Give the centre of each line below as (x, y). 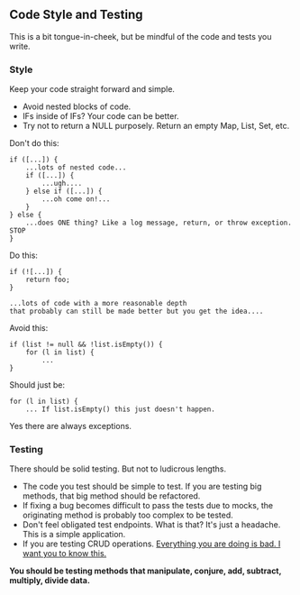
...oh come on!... (76, 199)
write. (20, 46)
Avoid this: (29, 328)
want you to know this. (64, 554)
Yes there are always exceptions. (71, 426)
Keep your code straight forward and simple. (92, 89)
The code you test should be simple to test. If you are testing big (142, 487)
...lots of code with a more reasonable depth (98, 304)
